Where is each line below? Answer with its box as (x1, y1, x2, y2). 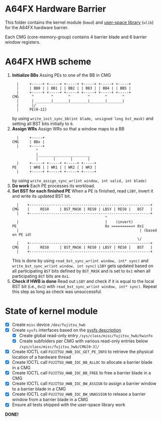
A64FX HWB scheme (5, 56, 92, 67)
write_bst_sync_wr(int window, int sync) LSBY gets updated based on (12, 263, 153, 269)
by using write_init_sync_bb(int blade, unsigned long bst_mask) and (12, 115, 153, 121)
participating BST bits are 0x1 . (12, 273, 70, 279)
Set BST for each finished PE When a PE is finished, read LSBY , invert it (12, 188, 153, 194)
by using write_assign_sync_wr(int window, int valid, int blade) (12, 178, 147, 183)
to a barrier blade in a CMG (12, 386, 66, 392)
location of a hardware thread (12, 354, 71, 360)
